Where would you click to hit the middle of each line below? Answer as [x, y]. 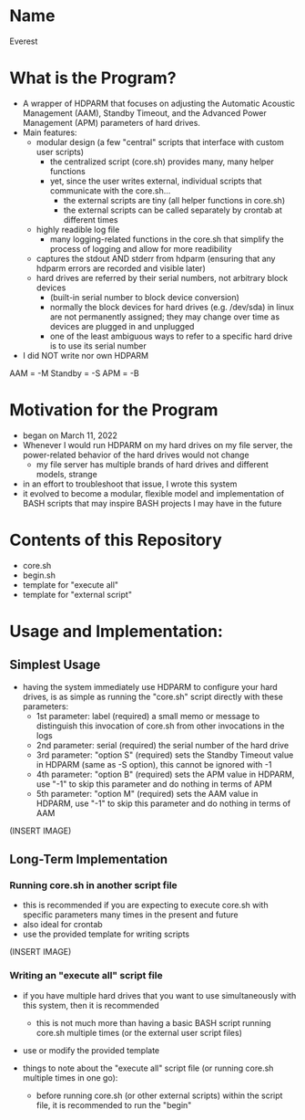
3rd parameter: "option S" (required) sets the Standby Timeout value [165, 755]
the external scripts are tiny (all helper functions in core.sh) [174, 200]
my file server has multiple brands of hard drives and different [152, 464]
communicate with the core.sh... [110, 190]
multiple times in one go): [70, 1077]
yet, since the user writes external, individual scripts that [156, 181]
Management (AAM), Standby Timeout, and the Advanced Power [144, 113]
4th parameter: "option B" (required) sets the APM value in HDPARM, [165, 774]
